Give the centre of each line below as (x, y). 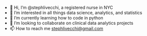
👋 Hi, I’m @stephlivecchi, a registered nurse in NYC (61, 8)
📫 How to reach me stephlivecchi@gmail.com (57, 28)
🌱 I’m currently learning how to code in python (56, 18)
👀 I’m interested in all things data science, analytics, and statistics (76, 13)
